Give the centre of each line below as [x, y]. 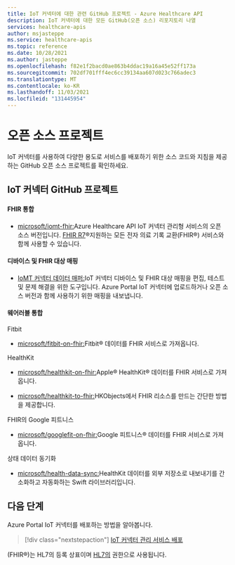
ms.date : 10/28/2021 [38, 53]
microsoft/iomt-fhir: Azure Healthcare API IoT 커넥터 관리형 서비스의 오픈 [119, 226]
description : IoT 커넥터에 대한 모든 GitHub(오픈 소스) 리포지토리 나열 [102, 20]
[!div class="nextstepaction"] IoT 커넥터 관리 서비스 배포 [104, 540]
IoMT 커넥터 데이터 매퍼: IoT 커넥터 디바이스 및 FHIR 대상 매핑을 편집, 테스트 [121, 278]
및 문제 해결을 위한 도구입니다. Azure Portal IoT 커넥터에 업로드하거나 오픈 [119, 286]
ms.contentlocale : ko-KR [43, 86]
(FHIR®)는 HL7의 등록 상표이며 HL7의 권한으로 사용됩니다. [87, 554]
